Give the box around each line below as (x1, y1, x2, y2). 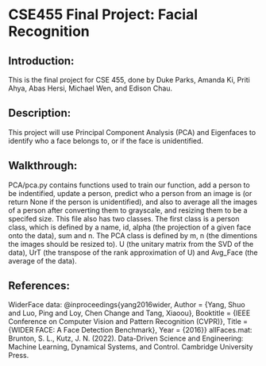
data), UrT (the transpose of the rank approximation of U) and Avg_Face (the (8, 248, 258, 257)
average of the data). (8, 256, 77, 265)
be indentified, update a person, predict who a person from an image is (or (8, 188, 253, 198)
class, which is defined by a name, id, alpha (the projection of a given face (8, 222, 252, 232)
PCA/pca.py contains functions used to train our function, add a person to (8, 180, 250, 190)
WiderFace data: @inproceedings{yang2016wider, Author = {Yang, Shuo (8, 300, 245, 310)
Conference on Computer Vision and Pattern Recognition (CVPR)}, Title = (8, 317, 249, 326)
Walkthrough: (8, 159, 78, 172)
